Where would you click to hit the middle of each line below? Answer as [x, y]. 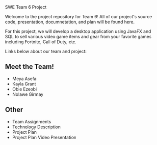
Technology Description [36, 127]
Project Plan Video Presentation [44, 137]
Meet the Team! [30, 67]
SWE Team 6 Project [26, 7]
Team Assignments [32, 121]
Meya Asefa [24, 79]
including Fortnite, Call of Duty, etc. [41, 42]
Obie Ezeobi [25, 89]
